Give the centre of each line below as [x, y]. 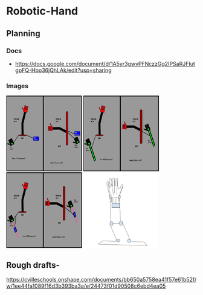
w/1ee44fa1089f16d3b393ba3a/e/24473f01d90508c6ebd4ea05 [86, 286]
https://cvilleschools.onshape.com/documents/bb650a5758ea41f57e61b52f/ [101, 279]
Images [18, 86]
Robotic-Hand [42, 11]
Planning [23, 34]
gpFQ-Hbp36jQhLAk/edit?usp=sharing [63, 70]
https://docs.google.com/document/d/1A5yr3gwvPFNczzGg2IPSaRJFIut [105, 63]
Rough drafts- [33, 265]
